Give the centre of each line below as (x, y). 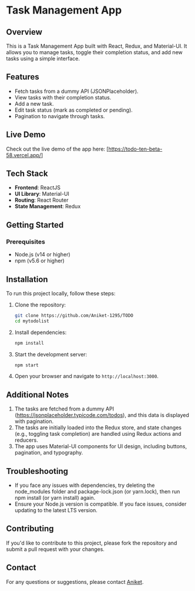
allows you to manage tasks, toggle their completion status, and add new (95, 52)
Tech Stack (27, 174)
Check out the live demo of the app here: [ (57, 149)
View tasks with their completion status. (63, 97)
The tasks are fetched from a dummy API (64, 409)
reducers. (26, 440)
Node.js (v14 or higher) (42, 255)
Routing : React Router (41, 200)
